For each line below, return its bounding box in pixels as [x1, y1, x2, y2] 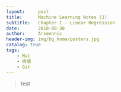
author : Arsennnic [6, 31, 62, 37]
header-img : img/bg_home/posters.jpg [6, 36, 100, 42]
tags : [6, 47, 20, 53]
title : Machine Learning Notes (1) [6, 14, 108, 20]
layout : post [6, 8, 49, 15]
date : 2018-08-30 [6, 25, 65, 31]
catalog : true [6, 42, 42, 48]
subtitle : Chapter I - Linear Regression [6, 20, 116, 26]
